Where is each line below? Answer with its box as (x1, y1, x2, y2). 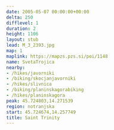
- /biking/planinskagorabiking (6, 87, 84, 93)
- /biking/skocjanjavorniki (6, 75, 76, 81)
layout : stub (6, 37, 39, 43)
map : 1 (6, 48, 23, 54)
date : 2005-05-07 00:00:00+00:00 (6, 8, 90, 15)
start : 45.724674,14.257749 (6, 109, 76, 115)
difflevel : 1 (6, 20, 39, 26)
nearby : (6, 64, 26, 71)
